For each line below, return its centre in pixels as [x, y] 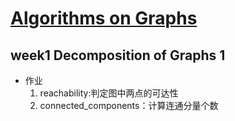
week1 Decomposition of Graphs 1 [118, 55]
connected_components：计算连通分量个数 [129, 105]
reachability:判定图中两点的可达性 [109, 93]
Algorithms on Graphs [104, 18]
